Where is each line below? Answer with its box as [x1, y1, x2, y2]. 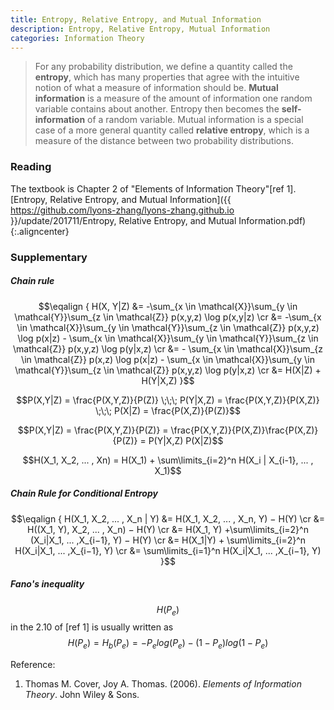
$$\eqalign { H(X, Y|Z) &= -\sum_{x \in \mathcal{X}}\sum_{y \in [38, 300, 298, 312]
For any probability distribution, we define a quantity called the [34, 61, 293, 73]
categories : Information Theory [10, 33, 145, 43]
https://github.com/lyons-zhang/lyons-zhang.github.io [10, 204, 235, 216]
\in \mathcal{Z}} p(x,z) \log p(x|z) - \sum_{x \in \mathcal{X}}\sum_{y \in [21, 353, 315, 365]
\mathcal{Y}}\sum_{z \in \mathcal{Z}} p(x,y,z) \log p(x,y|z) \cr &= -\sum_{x [14, 311, 322, 323]
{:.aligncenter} [10, 225, 70, 237]
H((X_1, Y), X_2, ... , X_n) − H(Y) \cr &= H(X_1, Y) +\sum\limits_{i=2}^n [27, 523, 309, 535]
